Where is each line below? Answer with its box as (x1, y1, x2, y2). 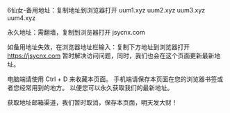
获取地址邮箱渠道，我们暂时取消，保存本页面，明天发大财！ (7, 98, 178, 106)
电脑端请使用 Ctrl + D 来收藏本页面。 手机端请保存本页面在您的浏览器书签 (7, 75, 217, 83)
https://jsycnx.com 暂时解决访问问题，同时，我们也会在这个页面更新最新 (7, 51, 215, 60)
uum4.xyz (7, 14, 36, 22)
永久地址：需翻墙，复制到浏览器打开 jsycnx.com (7, 28, 145, 36)
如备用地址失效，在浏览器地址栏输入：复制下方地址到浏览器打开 (7, 43, 190, 51)
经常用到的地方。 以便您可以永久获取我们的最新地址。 (19, 84, 174, 92)
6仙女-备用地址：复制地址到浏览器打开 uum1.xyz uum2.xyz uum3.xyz (7, 6, 206, 14)
